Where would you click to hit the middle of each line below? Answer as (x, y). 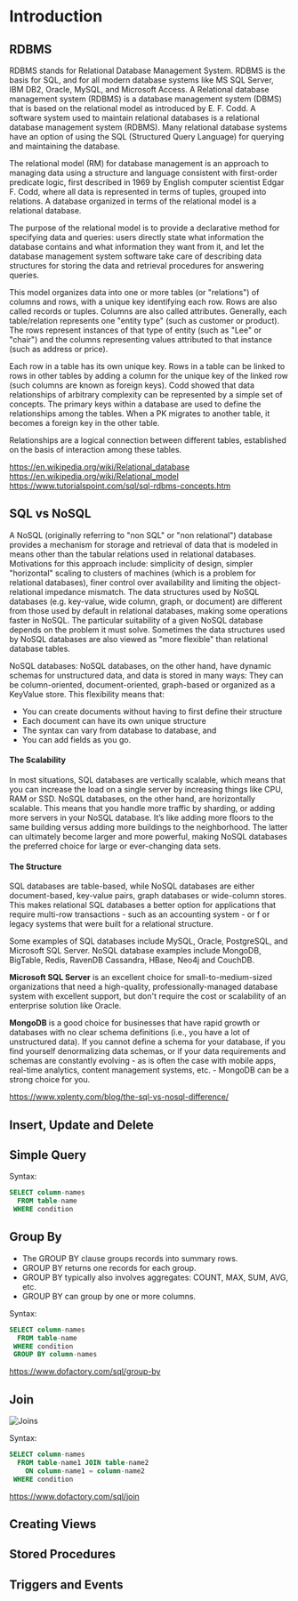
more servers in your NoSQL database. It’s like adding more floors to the (141, 818)
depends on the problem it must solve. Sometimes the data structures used (147, 630)
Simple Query (48, 1155)
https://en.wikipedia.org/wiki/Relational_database (100, 467)
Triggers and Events (66, 1585)
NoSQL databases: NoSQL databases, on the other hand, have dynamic (140, 665)
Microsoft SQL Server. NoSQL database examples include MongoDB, (135, 951)
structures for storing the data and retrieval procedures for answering (137, 265)
